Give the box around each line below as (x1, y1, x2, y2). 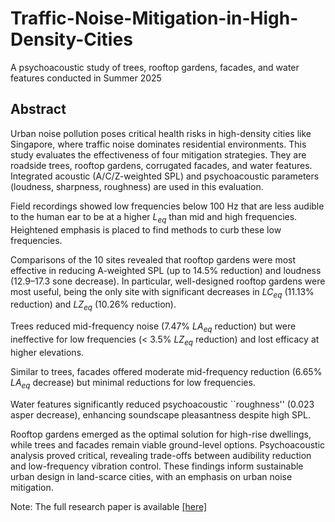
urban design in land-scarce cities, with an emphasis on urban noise (10, 470, 293, 482)
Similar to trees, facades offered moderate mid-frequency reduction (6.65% (10, 365, 323, 377)
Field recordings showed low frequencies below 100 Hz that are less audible (10, 200, 325, 212)
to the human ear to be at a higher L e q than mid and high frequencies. (10, 210, 298, 225)
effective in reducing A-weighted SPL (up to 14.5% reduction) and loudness (10, 264, 322, 276)
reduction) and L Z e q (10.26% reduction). (10, 298, 177, 313)
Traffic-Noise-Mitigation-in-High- (10, 7, 299, 30)
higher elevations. (10, 346, 85, 358)
